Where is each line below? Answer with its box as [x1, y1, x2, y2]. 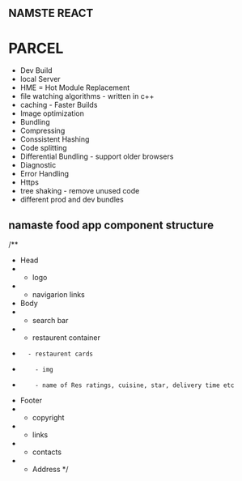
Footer [19, 396, 43, 406]
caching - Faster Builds [19, 100, 98, 110]
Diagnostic [19, 160, 57, 170]
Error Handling [19, 169, 70, 179]
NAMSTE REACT [8, 6, 94, 20]
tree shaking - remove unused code [19, 186, 140, 196]
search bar [32, 316, 69, 326]
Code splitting [19, 143, 67, 153]
